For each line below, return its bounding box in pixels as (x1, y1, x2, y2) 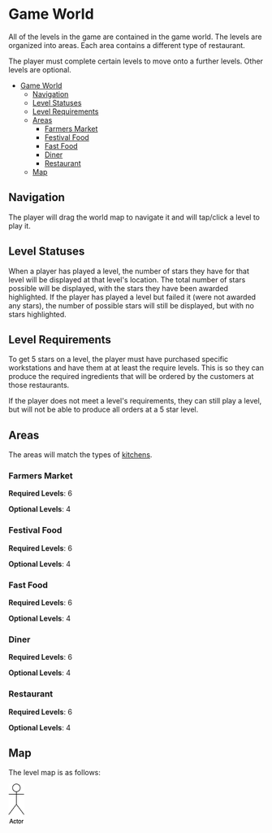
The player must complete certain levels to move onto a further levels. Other (8, 56, 264, 66)
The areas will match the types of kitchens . (8, 450, 153, 460)
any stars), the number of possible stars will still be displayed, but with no (8, 300, 254, 310)
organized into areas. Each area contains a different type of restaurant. (8, 40, 245, 50)
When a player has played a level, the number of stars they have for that (8, 266, 249, 276)
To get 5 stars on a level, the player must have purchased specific (8, 355, 229, 364)
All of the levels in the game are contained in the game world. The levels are (8, 32, 262, 41)
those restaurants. (8, 380, 70, 390)
